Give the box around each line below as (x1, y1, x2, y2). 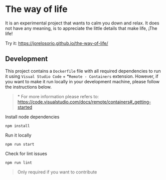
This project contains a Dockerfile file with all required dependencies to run (5, 68, 161, 74)
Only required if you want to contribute (17, 169, 97, 175)
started (17, 104, 32, 110)
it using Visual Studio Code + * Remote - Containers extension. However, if (5, 73, 159, 79)
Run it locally (5, 132, 31, 138)
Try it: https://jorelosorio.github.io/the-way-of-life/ (5, 40, 109, 46)
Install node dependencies (5, 114, 60, 120)
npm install (5, 123, 30, 128)
